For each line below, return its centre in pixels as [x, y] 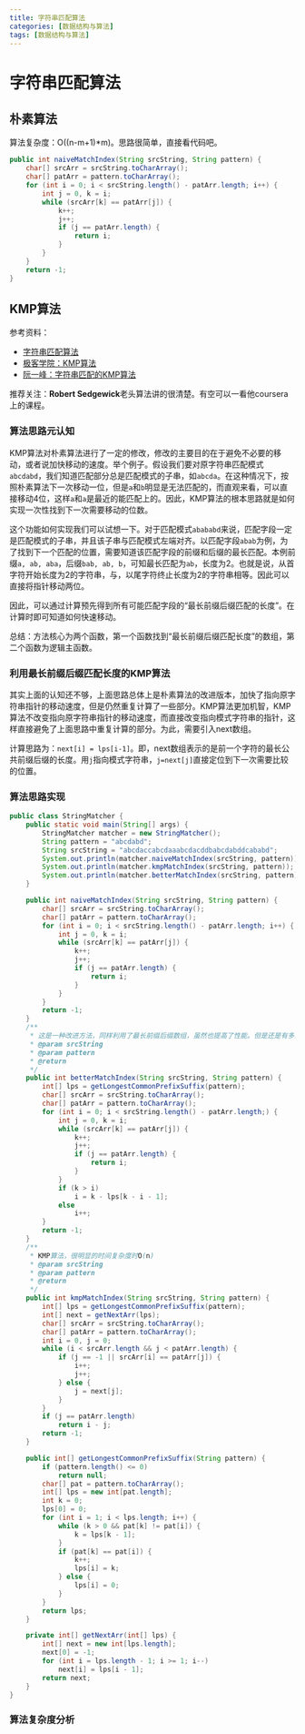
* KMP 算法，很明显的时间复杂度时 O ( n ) [92, 1256]
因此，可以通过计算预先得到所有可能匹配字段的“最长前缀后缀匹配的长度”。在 [152, 605]
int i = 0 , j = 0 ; [77, 1340]
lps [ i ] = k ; [97, 1568]
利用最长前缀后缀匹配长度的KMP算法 [90, 673]
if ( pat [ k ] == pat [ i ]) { [105, 1551]
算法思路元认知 [42, 431]
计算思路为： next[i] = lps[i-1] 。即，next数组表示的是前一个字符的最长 [146, 748]
